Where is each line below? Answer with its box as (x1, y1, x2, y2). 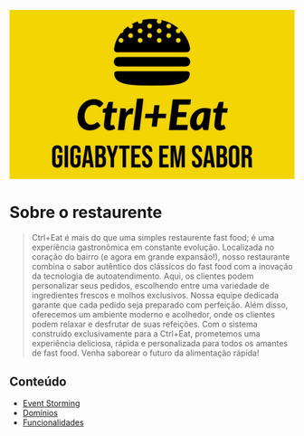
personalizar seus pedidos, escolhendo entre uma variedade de (31, 280, 270, 291)
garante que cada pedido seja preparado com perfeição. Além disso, (31, 299, 289, 310)
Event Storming (22, 398, 81, 408)
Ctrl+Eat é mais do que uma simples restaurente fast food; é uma (31, 232, 275, 243)
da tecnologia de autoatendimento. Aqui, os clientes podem (31, 270, 254, 281)
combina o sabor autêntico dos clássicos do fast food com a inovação (31, 261, 293, 272)
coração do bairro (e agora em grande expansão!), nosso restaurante (31, 251, 290, 262)
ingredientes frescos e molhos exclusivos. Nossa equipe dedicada (31, 290, 279, 301)
